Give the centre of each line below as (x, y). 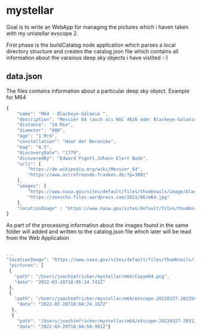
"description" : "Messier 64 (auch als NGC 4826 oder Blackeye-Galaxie (107, 119)
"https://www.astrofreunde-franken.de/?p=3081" (88, 175)
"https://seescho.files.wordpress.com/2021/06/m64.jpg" (99, 197)
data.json (24, 76)
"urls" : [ (29, 164)
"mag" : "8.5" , (34, 147)
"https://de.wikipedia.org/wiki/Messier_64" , (86, 169)
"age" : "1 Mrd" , (37, 136)
